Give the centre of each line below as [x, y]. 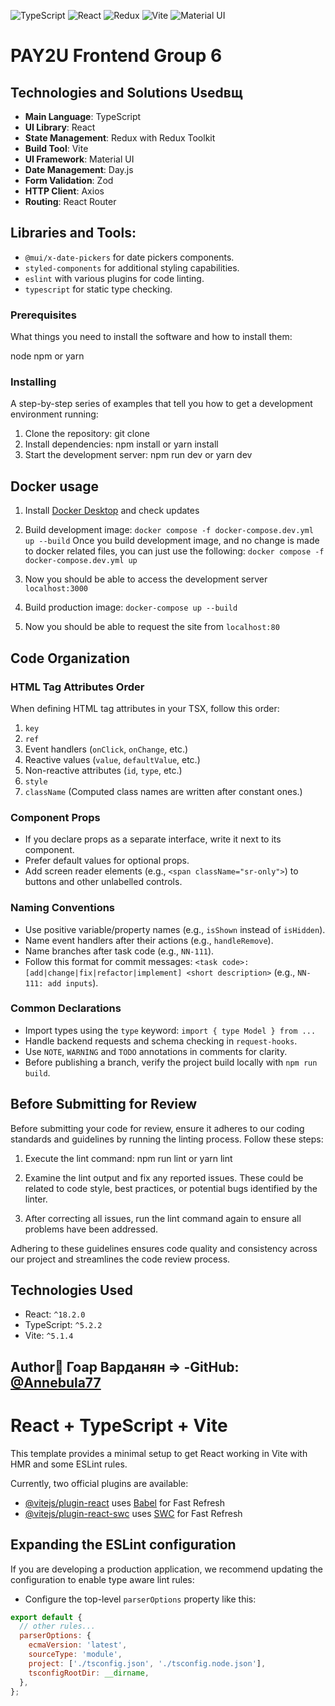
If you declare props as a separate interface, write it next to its [153, 839]
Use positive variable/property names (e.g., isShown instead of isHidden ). [175, 929]
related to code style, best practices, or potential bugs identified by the [171, 1188]
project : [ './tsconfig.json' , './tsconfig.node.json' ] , [147, 1663]
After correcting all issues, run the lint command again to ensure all [163, 1218]
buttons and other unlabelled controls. [103, 882]
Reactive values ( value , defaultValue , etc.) [112, 759]
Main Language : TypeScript [83, 116]
